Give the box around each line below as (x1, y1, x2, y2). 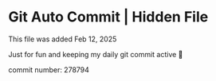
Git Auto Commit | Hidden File (8, 8, 209, 26)
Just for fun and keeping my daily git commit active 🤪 (8, 49, 183, 59)
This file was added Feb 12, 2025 (8, 34, 117, 44)
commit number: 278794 (8, 64, 90, 75)
